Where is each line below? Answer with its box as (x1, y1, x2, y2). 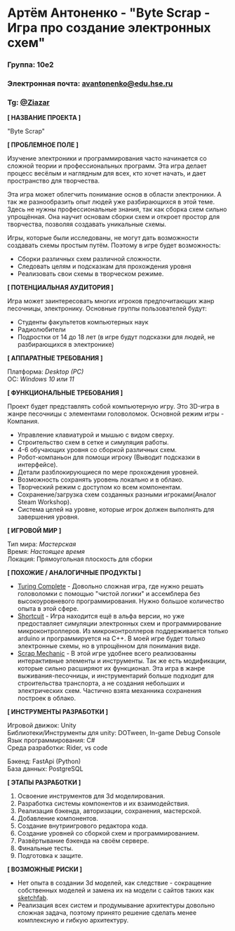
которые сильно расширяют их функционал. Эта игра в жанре (17, 664, 206, 673)
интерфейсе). (17, 461, 58, 469)
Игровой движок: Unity (7, 721, 76, 729)
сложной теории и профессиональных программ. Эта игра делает (7, 161, 207, 170)
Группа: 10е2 (7, 60, 54, 70)
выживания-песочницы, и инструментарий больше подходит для (17, 672, 215, 680)
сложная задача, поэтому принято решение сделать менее (17, 909, 197, 917)
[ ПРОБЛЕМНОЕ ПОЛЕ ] (7, 140, 79, 149)
